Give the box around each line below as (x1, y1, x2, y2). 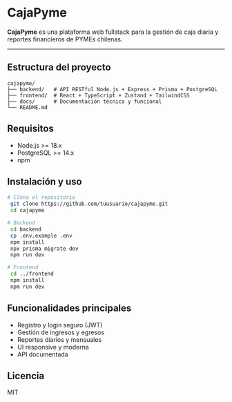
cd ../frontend (10, 271, 54, 278)
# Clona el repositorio (7, 194, 76, 201)
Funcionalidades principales (7, 303, 132, 314)
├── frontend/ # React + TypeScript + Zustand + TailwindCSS (7, 92, 190, 99)
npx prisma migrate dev (10, 245, 79, 252)
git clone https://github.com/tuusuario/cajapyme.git (10, 200, 168, 208)
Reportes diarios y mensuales (17, 335, 102, 343)
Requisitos (7, 123, 54, 135)
